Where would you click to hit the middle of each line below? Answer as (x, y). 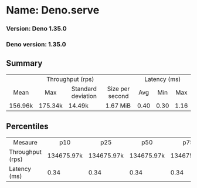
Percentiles (27, 127)
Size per (118, 89)
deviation (84, 96)
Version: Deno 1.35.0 (36, 29)
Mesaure (26, 142)
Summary (24, 63)
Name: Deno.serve (53, 10)
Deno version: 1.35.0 (36, 45)
